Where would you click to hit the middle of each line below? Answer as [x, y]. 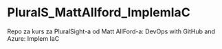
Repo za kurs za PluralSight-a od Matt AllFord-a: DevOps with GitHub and [111, 31]
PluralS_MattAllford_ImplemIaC [99, 13]
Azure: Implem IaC [33, 38]
